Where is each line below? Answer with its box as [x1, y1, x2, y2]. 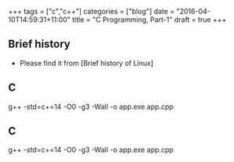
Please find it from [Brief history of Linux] [19, 58, 154, 67]
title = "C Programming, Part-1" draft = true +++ [71, 15, 227, 24]
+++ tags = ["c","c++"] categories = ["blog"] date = [8, 7, 175, 16]
